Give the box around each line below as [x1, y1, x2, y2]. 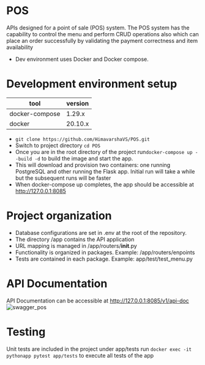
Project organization [6, 209, 112, 223]
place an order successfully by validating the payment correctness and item [6, 37, 198, 44]
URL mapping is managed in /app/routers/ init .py [15, 242, 138, 249]
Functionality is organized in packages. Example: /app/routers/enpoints [15, 248, 195, 256]
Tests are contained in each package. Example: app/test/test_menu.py [15, 255, 193, 263]
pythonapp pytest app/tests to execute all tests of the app [6, 352, 154, 359]
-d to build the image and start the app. [34, 155, 133, 162]
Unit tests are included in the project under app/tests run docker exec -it [6, 345, 192, 353]
